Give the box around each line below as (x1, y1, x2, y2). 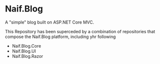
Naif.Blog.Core (12, 43, 41, 49)
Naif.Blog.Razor (12, 53, 44, 59)
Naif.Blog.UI (12, 48, 36, 54)
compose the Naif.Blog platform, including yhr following (5, 34, 116, 39)
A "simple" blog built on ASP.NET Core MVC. (5, 19, 94, 25)
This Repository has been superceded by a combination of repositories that (5, 28, 156, 34)
